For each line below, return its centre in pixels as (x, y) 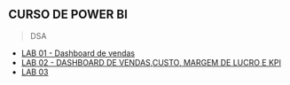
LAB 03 (35, 72)
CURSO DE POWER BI (68, 15)
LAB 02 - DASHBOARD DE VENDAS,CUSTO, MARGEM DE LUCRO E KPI (151, 62)
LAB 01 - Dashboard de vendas (78, 53)
